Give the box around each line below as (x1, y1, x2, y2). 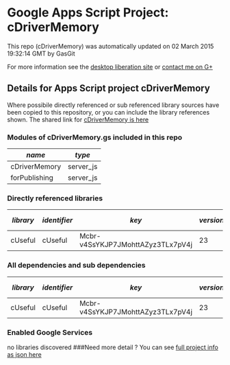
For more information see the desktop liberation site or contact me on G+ (7, 62, 214, 71)
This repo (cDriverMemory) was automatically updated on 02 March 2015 (7, 42, 214, 50)
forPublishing (10, 173, 53, 182)
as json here (7, 350, 42, 358)
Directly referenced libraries (7, 193, 103, 203)
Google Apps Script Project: (7, 5, 169, 21)
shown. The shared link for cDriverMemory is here (7, 115, 149, 123)
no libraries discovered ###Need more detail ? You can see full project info (7, 343, 219, 351)
